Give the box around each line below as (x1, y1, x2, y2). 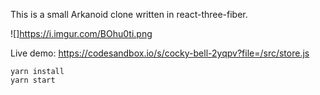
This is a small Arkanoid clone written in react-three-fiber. (10, 9, 248, 20)
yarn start (10, 75, 56, 85)
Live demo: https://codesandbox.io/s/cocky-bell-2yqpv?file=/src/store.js (10, 47, 310, 59)
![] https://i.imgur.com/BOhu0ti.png (10, 28, 153, 39)
